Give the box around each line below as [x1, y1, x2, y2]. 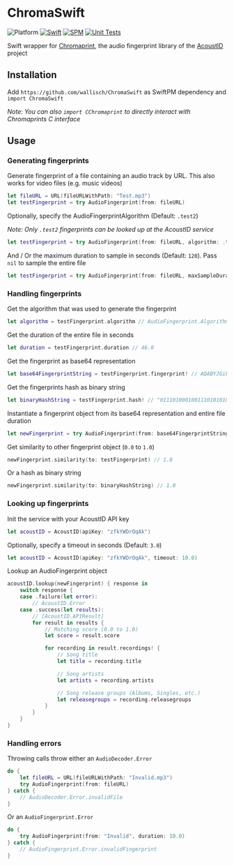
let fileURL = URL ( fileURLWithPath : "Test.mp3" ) [7, 193, 151, 200]
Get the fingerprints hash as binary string [7, 382, 125, 391]
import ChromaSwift [7, 95, 64, 102]
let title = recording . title [56, 658, 141, 665]
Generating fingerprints [7, 156, 89, 165]
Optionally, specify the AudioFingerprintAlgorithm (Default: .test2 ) [7, 211, 198, 221]
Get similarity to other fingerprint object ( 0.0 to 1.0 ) [7, 442, 155, 451]
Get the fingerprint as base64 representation [7, 357, 136, 365]
